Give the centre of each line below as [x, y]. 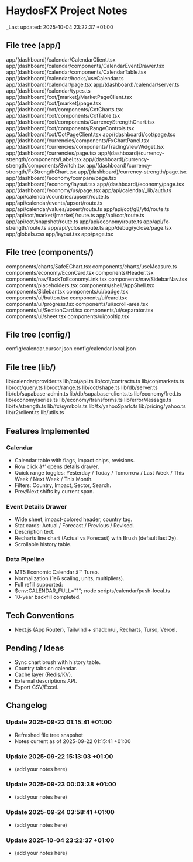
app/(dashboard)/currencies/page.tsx [51, 153]
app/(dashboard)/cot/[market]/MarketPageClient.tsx [69, 97]
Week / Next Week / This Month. [54, 479]
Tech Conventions [40, 616]
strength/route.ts [26, 227]
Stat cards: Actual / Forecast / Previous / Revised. [74, 526]
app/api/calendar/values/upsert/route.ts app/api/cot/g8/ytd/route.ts [88, 209]
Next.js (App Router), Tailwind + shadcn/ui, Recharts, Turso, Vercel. [96, 630]
